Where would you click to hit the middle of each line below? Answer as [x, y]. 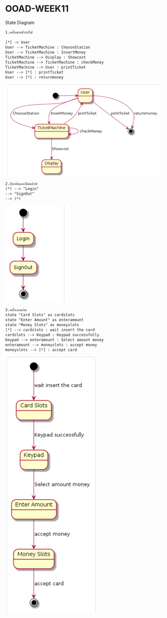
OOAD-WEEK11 [37, 9]
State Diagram [20, 22]
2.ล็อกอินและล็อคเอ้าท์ [21, 184]
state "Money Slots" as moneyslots [42, 325]
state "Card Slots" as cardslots [40, 315]
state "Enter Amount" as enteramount [44, 320]
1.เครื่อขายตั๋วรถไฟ [19, 32]
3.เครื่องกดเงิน [16, 310]
